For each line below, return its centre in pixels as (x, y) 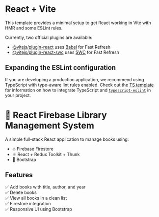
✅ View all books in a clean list (36, 198)
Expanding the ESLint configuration (61, 68)
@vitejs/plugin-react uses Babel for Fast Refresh (61, 47)
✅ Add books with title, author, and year (45, 187)
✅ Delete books (21, 192)
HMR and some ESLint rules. (34, 28)
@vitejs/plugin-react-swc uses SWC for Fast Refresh (66, 52)
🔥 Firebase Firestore (33, 149)
